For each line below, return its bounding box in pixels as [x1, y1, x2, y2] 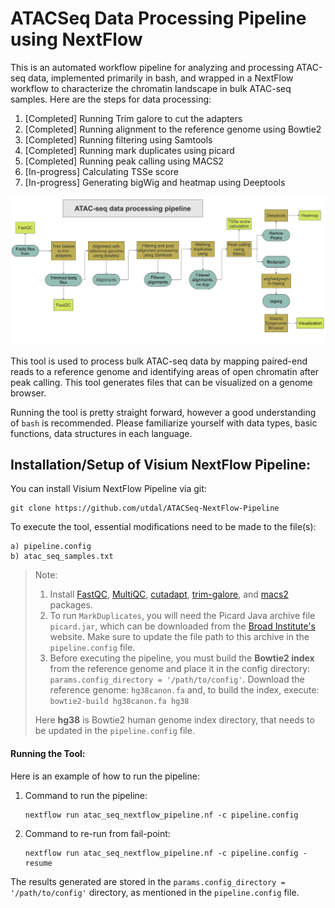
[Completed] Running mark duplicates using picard [24, 144, 235, 156]
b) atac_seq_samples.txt [10, 552, 114, 562]
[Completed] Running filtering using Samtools [24, 133, 213, 146]
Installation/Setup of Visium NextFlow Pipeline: [10, 457, 312, 474]
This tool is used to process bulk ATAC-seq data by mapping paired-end [10, 355, 308, 367]
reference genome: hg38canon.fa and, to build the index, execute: [49, 684, 320, 696]
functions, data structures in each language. [10, 427, 193, 439]
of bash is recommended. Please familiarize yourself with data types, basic [10, 417, 318, 429]
